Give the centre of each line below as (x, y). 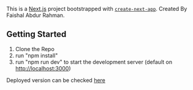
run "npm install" (36, 55)
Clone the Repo (35, 49)
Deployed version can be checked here (56, 80)
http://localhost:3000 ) (43, 68)
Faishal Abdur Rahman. (36, 15)
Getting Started (36, 34)
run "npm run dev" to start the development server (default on (94, 62)
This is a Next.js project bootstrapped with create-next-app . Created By (97, 9)
